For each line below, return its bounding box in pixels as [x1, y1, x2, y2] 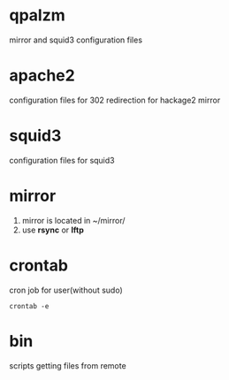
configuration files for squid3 [9, 155, 115, 165]
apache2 [9, 65, 75, 86]
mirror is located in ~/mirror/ [21, 215, 126, 225]
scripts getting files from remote [9, 360, 126, 371]
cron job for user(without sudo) [9, 285, 123, 295]
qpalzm [9, 5, 66, 26]
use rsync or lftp [21, 224, 84, 235]
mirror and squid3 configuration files [9, 34, 143, 45]
